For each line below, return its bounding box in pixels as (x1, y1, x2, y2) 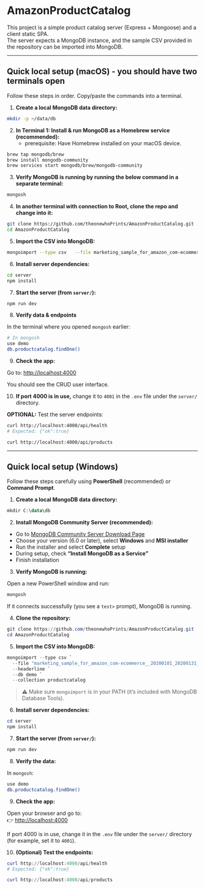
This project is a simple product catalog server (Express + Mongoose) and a (7, 24, 197, 31)
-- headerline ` (12, 666, 51, 672)
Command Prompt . (7, 484, 56, 492)
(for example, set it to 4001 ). (7, 837, 76, 844)
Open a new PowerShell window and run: (7, 580, 110, 587)
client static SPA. (7, 30, 49, 37)
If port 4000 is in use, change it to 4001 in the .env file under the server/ (15, 393, 197, 400)
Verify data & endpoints (15, 311, 77, 319)
